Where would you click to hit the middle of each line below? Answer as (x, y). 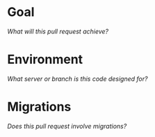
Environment (45, 59)
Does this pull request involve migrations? (67, 126)
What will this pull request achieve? (58, 31)
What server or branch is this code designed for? (77, 79)
